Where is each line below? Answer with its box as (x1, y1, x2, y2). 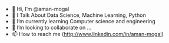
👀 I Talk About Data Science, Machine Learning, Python (11, 12, 146, 19)
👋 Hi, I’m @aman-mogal (11, 6, 69, 12)
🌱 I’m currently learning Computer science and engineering (11, 18, 155, 24)
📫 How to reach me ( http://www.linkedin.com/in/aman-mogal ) (11, 31, 164, 37)
